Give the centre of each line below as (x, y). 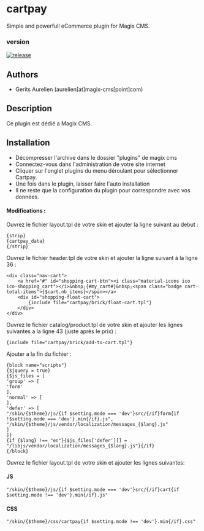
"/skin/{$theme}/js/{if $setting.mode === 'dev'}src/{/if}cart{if (93, 490)
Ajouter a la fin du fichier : (39, 354)
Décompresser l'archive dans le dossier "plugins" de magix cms (96, 157)
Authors (22, 75)
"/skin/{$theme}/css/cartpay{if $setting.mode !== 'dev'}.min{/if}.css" (101, 522)
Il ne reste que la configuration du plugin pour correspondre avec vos (103, 190)
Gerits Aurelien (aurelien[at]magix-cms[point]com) (79, 89)
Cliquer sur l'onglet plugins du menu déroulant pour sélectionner (97, 170)
